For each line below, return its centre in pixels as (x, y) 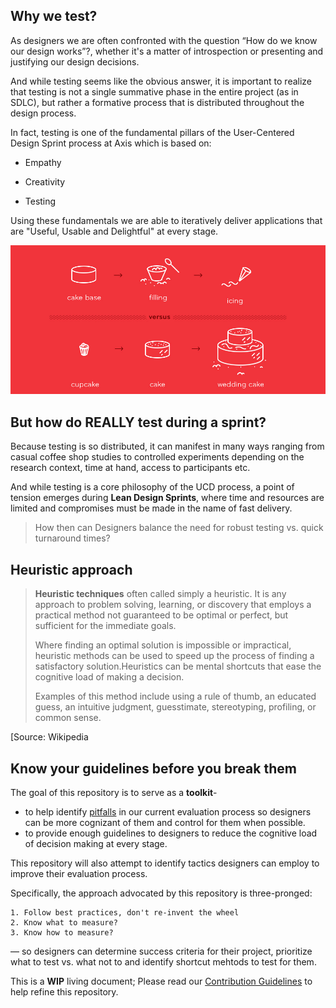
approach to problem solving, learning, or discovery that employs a (173, 605)
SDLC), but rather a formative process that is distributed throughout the (157, 102)
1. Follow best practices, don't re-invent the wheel (125, 912)
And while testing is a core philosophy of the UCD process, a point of (152, 487)
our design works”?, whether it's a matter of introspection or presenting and (167, 51)
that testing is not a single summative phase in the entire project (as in (154, 91)
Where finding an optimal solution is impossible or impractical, (163, 645)
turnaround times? (72, 538)
